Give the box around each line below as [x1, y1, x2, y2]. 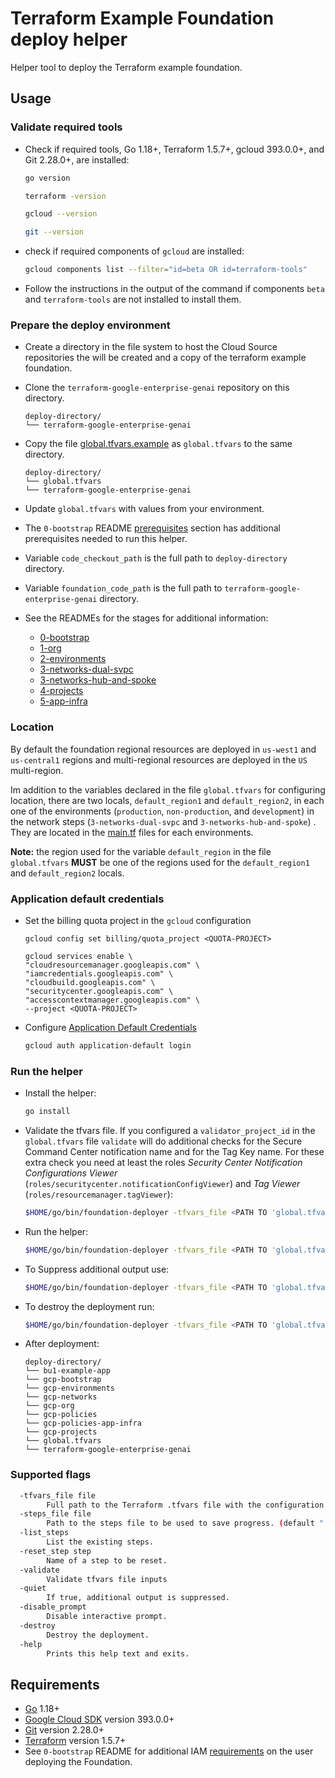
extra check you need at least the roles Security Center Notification [24, 1156, 303, 1168]
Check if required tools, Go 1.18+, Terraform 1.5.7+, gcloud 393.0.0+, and [24, 143, 325, 155]
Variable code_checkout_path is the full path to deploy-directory [24, 552, 288, 564]
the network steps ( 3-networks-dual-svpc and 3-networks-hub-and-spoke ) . [10, 815, 317, 827]
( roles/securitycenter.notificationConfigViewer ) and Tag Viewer [24, 1177, 301, 1189]
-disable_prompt [19, 1602, 87, 1612]
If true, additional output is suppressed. [46, 1593, 230, 1603]
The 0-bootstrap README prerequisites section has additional [24, 522, 281, 534]
